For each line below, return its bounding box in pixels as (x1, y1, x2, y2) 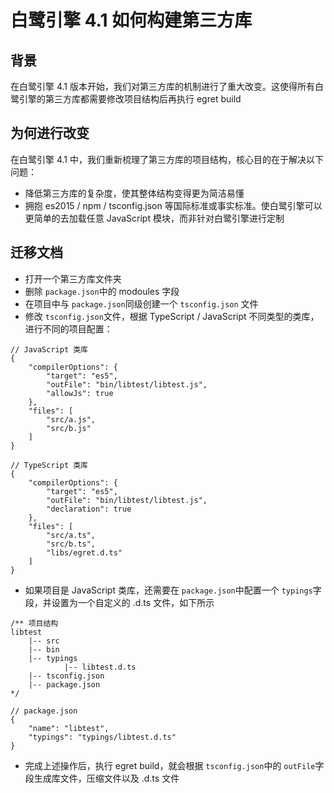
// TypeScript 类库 (10, 460, 89, 470)
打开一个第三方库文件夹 (24, 272, 122, 285)
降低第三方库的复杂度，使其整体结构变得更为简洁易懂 (24, 187, 245, 199)
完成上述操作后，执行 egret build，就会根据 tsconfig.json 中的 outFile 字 (24, 759, 325, 771)
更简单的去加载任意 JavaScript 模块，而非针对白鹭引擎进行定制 (24, 212, 285, 224)
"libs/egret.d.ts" (46, 547, 123, 558)
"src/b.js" (46, 423, 92, 433)
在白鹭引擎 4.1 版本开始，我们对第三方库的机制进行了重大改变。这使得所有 (10, 81, 315, 92)
